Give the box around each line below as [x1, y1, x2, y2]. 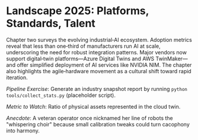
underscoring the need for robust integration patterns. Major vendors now [6, 48, 187, 56]
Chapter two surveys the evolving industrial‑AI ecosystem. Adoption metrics [6, 36, 193, 43]
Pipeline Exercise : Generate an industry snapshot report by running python [6, 85, 188, 92]
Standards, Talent [6, 17, 96, 30]
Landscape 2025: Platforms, [6, 4, 149, 18]
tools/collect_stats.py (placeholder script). [6, 92, 116, 99]
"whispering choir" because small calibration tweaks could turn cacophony [6, 121, 190, 128]
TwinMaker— [155, 55, 188, 62]
